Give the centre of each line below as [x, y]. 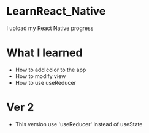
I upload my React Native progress [50, 28]
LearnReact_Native [56, 11]
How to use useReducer [46, 82]
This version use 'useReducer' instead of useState [79, 124]
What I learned [44, 53]
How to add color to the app [51, 70]
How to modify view [40, 76]
